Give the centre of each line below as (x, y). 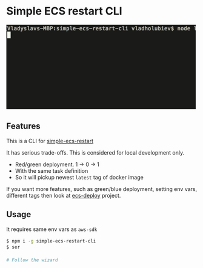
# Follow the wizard (32, 260)
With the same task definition (52, 170)
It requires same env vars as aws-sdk (52, 229)
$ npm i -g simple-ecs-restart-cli (51, 241)
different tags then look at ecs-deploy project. (64, 195)
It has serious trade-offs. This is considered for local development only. (95, 152)
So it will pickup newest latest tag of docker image (79, 177)
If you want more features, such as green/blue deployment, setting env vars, (102, 189)
